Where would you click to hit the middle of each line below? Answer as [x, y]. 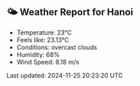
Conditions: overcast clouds [57, 47]
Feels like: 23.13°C [43, 40]
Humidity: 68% [38, 54]
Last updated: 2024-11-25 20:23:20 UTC [65, 75]
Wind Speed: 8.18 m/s [48, 62]
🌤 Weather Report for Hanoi [70, 12]
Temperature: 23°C [44, 32]
